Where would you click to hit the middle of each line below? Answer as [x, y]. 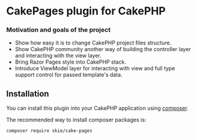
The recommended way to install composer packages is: [76, 120]
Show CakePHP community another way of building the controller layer [103, 49]
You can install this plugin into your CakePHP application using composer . [98, 108]
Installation [28, 93]
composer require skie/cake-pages [50, 131]
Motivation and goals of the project [59, 30]
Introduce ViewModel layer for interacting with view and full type [95, 68]
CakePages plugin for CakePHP [86, 11]
